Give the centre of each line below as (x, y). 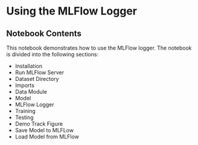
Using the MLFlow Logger (72, 11)
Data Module (31, 92)
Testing (24, 117)
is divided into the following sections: (52, 54)
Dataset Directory (37, 79)
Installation (29, 66)
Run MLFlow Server (40, 72)
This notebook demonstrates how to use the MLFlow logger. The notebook (99, 48)
